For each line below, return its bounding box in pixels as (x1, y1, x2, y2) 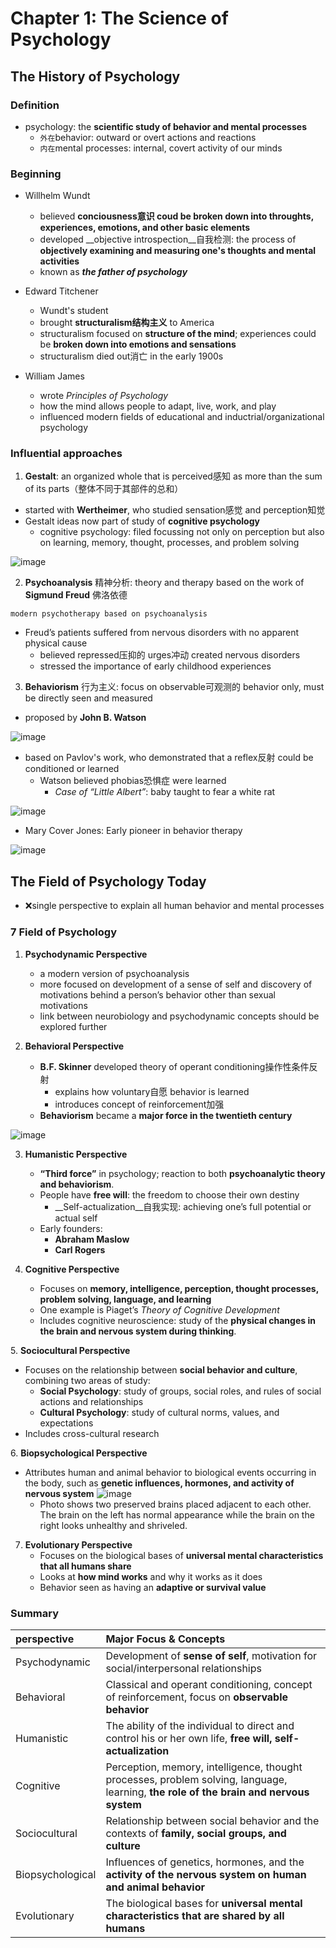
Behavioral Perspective (24, 1040, 125, 1052)
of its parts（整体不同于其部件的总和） (24, 483, 184, 495)
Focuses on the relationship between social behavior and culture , (24, 1363, 298, 1376)
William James (24, 370, 85, 382)
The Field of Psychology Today (10, 873, 207, 890)
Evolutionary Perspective (24, 1538, 133, 1551)
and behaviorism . (39, 1178, 115, 1190)
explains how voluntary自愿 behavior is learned (54, 1085, 250, 1097)
